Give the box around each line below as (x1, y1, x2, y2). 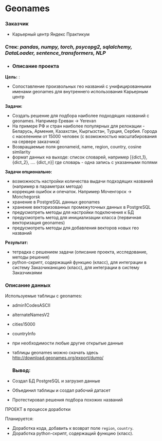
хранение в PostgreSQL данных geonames (12, 199, 100, 205)
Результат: (5, 240, 28, 245)
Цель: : (5, 74, 20, 80)
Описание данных (5, 281, 51, 288)
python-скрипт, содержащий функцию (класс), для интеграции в (12, 259, 147, 265)
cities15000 (12, 321, 36, 327)
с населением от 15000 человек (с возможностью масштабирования (12, 133, 157, 139)
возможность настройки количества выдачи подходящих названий (12, 178, 153, 184)
